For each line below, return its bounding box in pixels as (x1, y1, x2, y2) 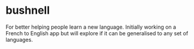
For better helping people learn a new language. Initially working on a (5, 23, 177, 30)
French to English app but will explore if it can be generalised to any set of (5, 29, 189, 36)
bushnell (5, 4, 50, 17)
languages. (5, 36, 34, 43)
